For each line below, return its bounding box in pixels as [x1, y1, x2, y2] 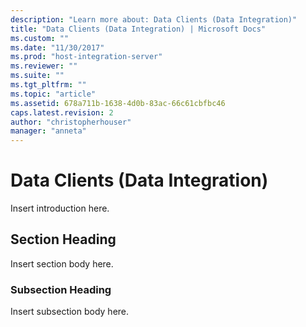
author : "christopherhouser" [10, 117, 132, 127]
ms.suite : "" [10, 71, 65, 81]
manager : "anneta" [10, 126, 87, 136]
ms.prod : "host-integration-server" [10, 52, 163, 62]
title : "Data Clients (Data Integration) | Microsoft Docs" [10, 24, 267, 34]
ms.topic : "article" [10, 89, 97, 99]
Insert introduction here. [10, 202, 110, 215]
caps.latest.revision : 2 [10, 107, 114, 118]
